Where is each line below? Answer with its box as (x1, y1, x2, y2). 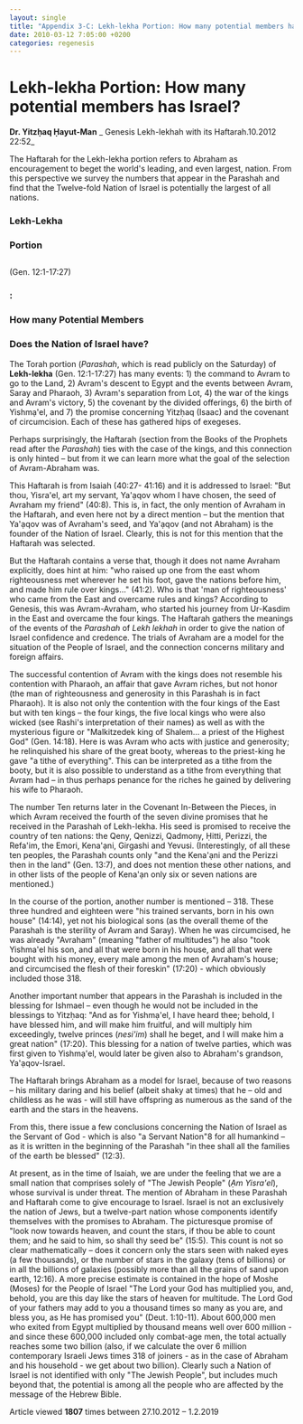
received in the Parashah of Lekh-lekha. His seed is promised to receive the (9, 820, 291, 832)
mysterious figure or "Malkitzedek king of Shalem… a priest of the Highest (9, 726, 285, 737)
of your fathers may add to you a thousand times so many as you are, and (9, 1302, 284, 1313)
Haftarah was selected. (9, 537, 96, 548)
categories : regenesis (9, 38, 95, 48)
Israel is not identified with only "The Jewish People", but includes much (9, 1369, 278, 1380)
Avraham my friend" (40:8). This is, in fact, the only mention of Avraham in (9, 499, 286, 510)
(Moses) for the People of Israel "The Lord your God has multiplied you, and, (9, 1283, 294, 1294)
